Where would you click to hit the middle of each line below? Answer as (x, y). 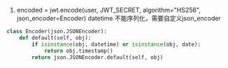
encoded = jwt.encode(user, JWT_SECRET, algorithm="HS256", (108, 10)
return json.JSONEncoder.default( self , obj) (98, 57)
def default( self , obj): (55, 37)
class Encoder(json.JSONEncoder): (57, 31)
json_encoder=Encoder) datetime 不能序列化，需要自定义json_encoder (119, 18)
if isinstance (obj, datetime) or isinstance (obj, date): (116, 44)
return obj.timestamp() (78, 51)
